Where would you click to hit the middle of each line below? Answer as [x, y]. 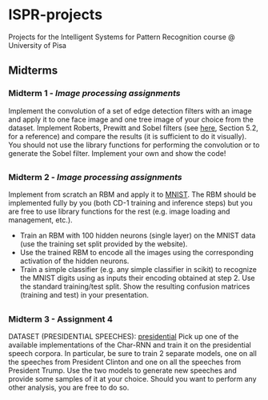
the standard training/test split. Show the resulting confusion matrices [135, 286]
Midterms [33, 71]
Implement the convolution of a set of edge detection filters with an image [130, 110]
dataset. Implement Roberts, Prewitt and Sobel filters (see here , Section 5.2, [133, 128]
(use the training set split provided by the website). [104, 244]
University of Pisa [37, 45]
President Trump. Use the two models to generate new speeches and [123, 370]
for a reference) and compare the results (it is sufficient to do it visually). [128, 136]
